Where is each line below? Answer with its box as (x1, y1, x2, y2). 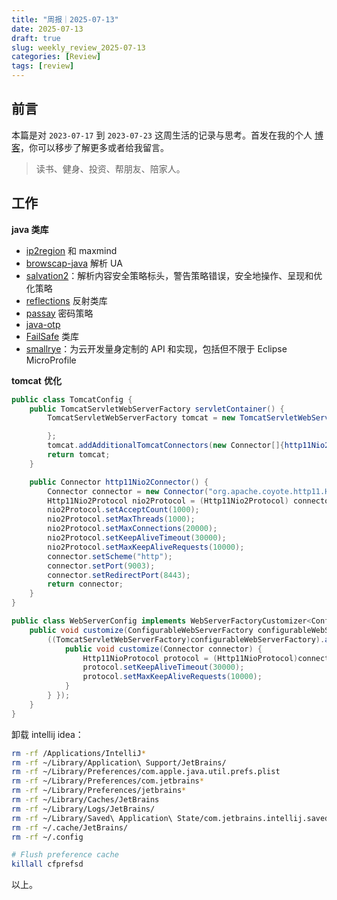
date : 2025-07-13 (11, 24, 84, 34)
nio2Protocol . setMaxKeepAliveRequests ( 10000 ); (47, 542, 245, 552)
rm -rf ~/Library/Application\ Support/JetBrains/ (11, 757, 227, 768)
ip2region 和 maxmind (25, 244, 118, 256)
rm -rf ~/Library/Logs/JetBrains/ (11, 804, 156, 814)
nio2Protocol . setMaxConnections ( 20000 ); (47, 524, 218, 534)
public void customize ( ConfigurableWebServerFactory (29, 625, 254, 635)
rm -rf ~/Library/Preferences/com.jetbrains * (11, 776, 204, 786)
